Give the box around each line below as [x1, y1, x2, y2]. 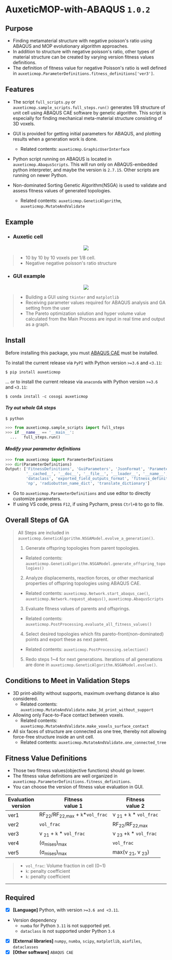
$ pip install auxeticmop [5, 369, 60, 375]
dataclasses [12, 945, 38, 950]
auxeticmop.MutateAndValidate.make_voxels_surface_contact [20, 724, 149, 729]
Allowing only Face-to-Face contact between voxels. [12, 712, 124, 718]
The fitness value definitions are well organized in [12, 773, 118, 779]
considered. [12, 695, 38, 702]
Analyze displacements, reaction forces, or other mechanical [25, 574, 154, 581]
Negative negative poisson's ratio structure [25, 260, 117, 266]
